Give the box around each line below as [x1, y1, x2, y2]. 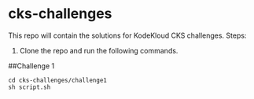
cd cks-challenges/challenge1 [8, 76, 108, 84]
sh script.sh [8, 83, 51, 91]
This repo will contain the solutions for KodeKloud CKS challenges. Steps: [8, 31, 247, 40]
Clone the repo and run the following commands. [19, 46, 179, 55]
